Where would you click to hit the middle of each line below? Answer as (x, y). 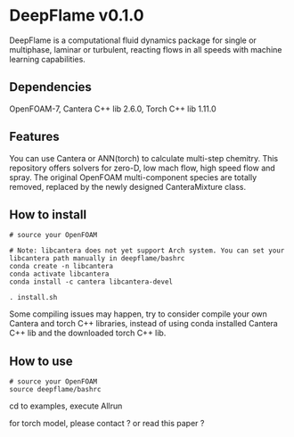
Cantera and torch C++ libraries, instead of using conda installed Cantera (143, 324)
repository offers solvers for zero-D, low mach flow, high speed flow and (143, 168)
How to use (41, 361)
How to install (48, 214)
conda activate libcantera (59, 274)
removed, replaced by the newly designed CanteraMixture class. (128, 186)
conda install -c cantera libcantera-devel (91, 282)
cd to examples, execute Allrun (66, 406)
